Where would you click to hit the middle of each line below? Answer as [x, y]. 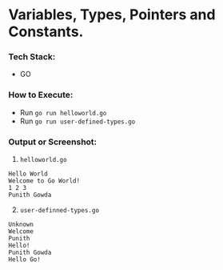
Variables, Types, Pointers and [112, 15]
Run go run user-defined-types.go [78, 121]
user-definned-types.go [60, 211]
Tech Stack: [32, 57]
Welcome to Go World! [44, 181]
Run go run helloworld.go [63, 112]
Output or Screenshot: [53, 142]
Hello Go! [25, 260]
